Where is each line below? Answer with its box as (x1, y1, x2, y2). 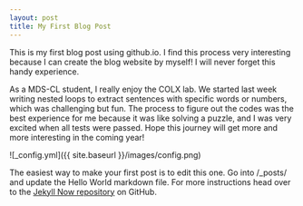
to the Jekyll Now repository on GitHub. (9, 186, 157, 197)
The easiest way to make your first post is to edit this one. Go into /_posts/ (9, 167, 288, 178)
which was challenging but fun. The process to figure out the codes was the (9, 103, 295, 113)
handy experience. (9, 65, 80, 77)
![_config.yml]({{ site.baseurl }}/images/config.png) (9, 149, 201, 160)
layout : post (9, 13, 59, 23)
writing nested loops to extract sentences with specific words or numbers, (9, 93, 288, 104)
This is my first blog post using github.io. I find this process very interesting (9, 46, 291, 57)
